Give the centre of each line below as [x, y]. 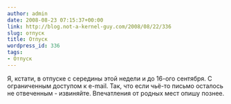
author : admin [28, 14]
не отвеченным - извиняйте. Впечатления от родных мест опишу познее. [116, 93]
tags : [15, 53]
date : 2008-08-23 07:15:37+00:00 [55, 20]
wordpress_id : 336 [34, 46]
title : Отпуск [28, 40]
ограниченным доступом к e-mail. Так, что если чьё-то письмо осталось [115, 86]
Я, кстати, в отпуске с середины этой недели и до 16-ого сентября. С [110, 78]
